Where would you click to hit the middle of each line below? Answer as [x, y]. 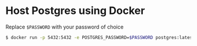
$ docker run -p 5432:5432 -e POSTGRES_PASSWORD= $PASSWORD [79, 37]
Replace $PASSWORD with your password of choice [65, 27]
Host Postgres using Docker [75, 11]
